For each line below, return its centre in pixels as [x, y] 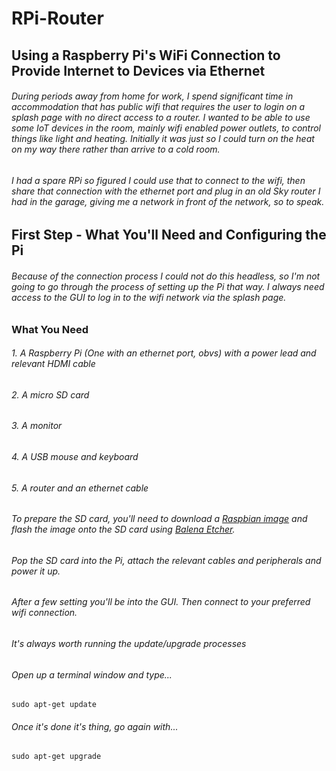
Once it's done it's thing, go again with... [95, 726]
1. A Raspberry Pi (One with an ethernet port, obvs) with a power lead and [164, 353]
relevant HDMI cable [53, 364]
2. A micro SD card [50, 394]
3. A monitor [37, 426]
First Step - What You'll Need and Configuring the [169, 235]
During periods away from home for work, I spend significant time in [152, 96]
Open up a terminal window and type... [92, 674]
